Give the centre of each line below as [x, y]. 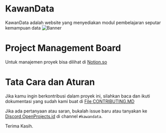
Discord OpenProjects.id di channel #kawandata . [54, 116]
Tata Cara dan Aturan [50, 82]
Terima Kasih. [19, 126]
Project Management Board [63, 48]
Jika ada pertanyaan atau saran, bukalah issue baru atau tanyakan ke [76, 111]
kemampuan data [23, 27]
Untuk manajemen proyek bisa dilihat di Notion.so [56, 62]
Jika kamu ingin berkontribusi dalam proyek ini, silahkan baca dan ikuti [78, 96]
